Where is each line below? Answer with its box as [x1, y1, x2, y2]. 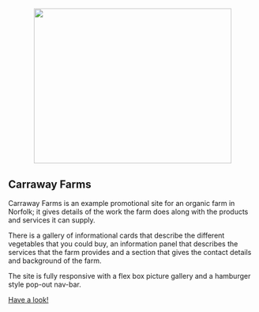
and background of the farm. [8, 256, 102, 265]
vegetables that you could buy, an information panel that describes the [8, 239, 238, 249]
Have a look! [8, 295, 49, 304]
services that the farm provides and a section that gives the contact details [8, 248, 252, 257]
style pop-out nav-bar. [8, 280, 81, 289]
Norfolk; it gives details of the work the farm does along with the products [8, 207, 249, 216]
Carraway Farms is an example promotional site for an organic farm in [8, 199, 235, 207]
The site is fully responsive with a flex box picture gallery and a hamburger [8, 272, 251, 280]
